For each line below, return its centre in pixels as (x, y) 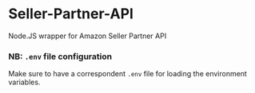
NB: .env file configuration (60, 56)
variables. (24, 82)
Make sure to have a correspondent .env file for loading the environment (128, 74)
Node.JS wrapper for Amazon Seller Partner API (88, 36)
